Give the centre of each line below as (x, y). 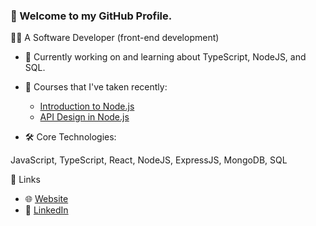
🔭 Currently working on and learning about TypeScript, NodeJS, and (165, 57)
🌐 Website (46, 199)
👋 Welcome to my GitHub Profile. (91, 16)
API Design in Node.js (84, 117)
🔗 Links (25, 180)
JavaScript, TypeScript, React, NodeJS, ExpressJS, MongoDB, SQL (149, 160)
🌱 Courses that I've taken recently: (96, 87)
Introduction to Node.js (87, 106)
